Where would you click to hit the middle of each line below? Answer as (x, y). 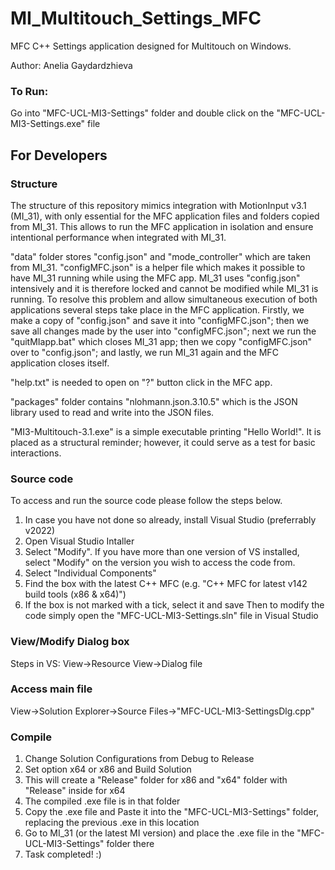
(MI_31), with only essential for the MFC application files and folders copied (165, 216)
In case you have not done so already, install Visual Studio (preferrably (170, 520)
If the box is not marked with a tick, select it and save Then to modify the (174, 605)
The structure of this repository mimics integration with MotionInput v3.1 (158, 205)
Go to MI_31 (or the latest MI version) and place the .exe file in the (159, 833)
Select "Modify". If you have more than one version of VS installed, (162, 552)
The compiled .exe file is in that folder (102, 801)
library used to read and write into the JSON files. (112, 412)
